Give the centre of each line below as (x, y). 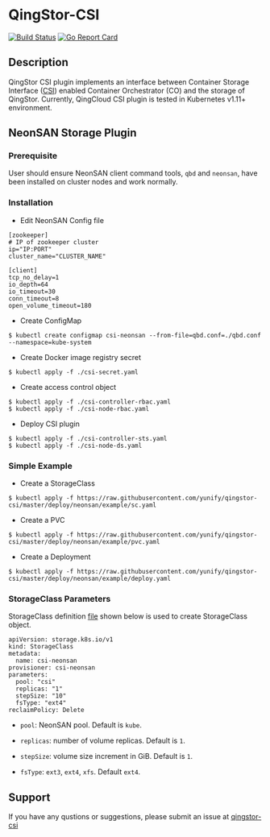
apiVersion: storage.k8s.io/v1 (61, 640)
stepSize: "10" (41, 696)
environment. (30, 107)
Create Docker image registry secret (80, 357)
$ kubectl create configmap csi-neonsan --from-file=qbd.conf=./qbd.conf (135, 335)
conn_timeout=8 (34, 298)
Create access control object (68, 387)
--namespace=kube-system (50, 342)
